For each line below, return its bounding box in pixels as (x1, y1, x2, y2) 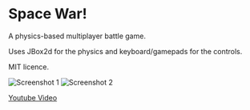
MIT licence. (8, 61, 50, 72)
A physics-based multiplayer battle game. (8, 31, 147, 41)
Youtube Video (8, 92, 58, 102)
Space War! (8, 5, 87, 23)
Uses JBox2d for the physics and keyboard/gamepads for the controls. (8, 46, 243, 56)
